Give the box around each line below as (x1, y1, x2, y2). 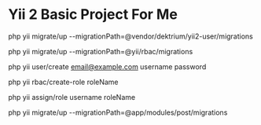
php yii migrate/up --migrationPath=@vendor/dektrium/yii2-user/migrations (8, 31, 254, 41)
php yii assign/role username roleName (8, 92, 136, 101)
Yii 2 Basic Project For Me (8, 6, 178, 24)
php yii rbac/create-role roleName (8, 77, 119, 86)
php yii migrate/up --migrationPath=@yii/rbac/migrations (8, 46, 193, 56)
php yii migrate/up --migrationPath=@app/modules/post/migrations (8, 108, 228, 117)
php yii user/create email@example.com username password (8, 61, 207, 72)
